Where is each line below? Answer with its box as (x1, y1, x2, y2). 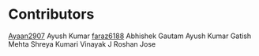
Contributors (8, 5, 95, 23)
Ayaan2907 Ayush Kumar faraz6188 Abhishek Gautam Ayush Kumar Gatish (8, 31, 252, 40)
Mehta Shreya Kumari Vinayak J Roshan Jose (8, 39, 156, 48)
